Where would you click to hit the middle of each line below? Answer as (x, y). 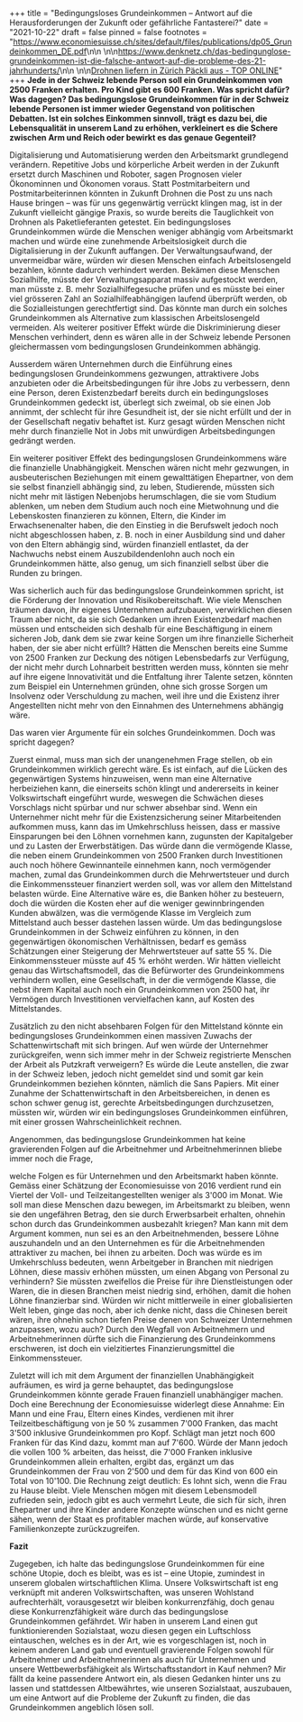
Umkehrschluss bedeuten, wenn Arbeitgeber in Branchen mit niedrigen (141, 1262)
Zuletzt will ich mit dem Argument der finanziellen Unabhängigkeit (132, 1375)
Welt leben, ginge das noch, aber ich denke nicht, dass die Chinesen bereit (149, 1310)
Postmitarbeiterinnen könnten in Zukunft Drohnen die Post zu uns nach (141, 193)
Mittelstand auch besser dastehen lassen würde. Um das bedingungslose (146, 922)
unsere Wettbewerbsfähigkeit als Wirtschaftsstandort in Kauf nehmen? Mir (148, 1669)
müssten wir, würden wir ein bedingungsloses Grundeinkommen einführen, (149, 1112)
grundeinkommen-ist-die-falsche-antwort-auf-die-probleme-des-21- (138, 61)
